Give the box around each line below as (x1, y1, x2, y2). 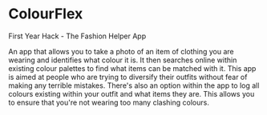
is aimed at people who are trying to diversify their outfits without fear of (8, 72, 248, 81)
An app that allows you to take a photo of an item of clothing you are (8, 46, 234, 56)
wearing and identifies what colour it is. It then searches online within (8, 55, 237, 65)
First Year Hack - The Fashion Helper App (8, 31, 147, 41)
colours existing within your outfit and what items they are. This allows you (8, 89, 255, 98)
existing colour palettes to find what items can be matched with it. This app (8, 63, 257, 73)
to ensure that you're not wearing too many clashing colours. (8, 97, 210, 107)
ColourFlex (8, 5, 83, 23)
